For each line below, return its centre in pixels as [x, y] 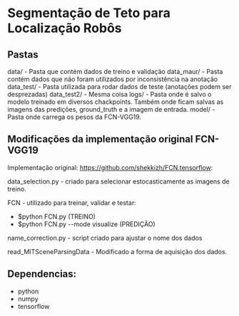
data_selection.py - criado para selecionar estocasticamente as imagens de [118, 181]
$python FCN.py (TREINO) [57, 216]
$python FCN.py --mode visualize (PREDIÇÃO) [86, 224]
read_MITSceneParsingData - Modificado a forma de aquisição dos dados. [117, 251]
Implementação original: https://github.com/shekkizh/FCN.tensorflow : [110, 167]
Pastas [23, 54]
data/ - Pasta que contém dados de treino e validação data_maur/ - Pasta [115, 72]
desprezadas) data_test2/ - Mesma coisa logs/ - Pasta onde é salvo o [110, 94]
